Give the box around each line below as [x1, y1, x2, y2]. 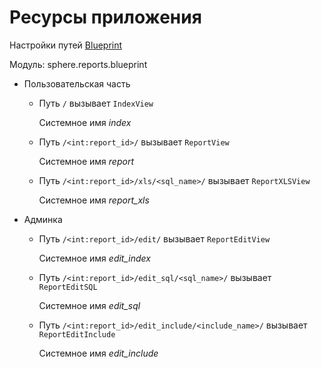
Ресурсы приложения [9, 6, 202, 29]
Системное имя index [38, 116, 132, 128]
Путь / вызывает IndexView [38, 97, 154, 109]
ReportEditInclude [38, 329, 116, 340]
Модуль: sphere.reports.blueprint [9, 58, 148, 70]
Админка [23, 213, 63, 225]
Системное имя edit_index [38, 252, 151, 264]
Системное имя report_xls [38, 194, 150, 206]
